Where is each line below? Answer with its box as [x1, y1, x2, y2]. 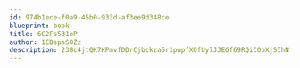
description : [9, 46, 58, 55]
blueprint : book [9, 21, 70, 30]
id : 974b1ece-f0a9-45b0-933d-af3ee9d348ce [9, 12, 170, 22]
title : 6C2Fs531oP [9, 29, 78, 38]
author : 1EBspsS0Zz [9, 37, 82, 47]
